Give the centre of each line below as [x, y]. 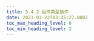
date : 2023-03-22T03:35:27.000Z [47, 17]
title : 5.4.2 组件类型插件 [38, 12]
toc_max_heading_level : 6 [39, 23]
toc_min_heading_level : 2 [39, 29]
